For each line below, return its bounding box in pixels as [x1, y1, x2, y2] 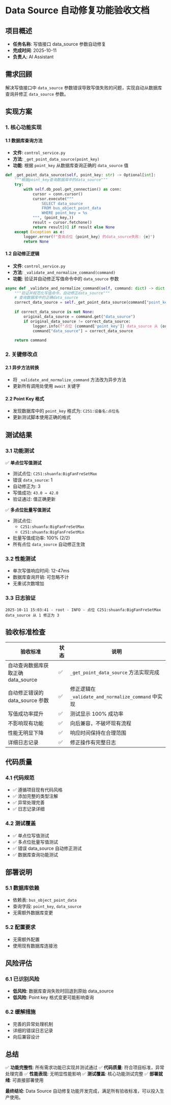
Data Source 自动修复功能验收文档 [5, 5, 150, 16]
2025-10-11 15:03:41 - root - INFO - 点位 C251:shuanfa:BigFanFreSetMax [5, 607, 161, 612]
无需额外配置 [12, 936, 40, 942]
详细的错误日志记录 [12, 1027, 53, 1033]
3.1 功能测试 [5, 447, 35, 454]
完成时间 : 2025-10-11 [12, 47, 57, 53]
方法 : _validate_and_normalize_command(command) [12, 269, 116, 275]
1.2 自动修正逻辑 [5, 251, 40, 257]
